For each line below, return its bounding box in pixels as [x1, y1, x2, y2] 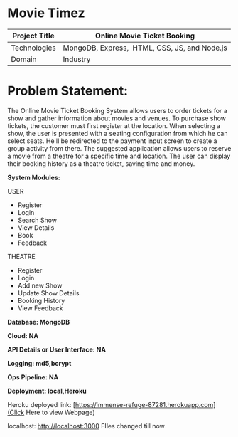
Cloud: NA [7, 331, 39, 339]
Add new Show [17, 281, 63, 290]
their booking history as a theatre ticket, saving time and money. [7, 159, 195, 168]
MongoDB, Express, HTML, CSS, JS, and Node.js [63, 43, 227, 53]
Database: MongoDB [7, 317, 70, 326]
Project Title [12, 31, 55, 41]
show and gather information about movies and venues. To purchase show [7, 114, 226, 122]
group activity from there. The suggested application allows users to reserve [7, 144, 232, 152]
